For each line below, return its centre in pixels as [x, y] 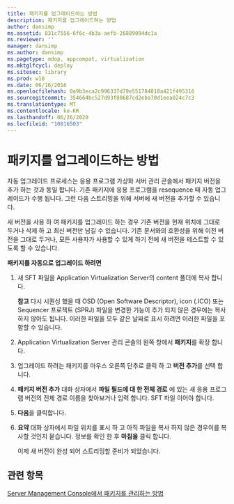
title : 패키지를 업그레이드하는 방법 [52, 14]
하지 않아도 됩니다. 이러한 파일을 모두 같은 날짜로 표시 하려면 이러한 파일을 [117, 319]
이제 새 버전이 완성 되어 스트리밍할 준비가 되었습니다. [89, 451]
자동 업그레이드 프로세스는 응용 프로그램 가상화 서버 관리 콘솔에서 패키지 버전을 [114, 181]
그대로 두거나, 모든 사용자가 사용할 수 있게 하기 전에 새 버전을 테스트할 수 [118, 239]
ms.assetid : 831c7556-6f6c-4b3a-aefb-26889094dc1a [82, 33]
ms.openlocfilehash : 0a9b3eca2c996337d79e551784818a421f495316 [101, 91]
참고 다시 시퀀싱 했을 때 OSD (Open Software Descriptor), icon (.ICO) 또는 [120, 301]
